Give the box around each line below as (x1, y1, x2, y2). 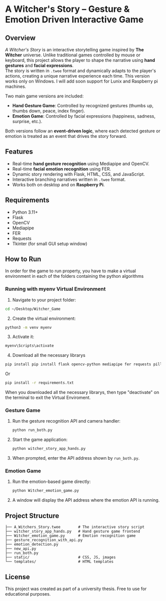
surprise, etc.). (12, 119, 42, 124)
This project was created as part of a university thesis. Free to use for (5, 586, 147, 592)
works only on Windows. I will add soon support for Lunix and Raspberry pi (5, 78, 158, 84)
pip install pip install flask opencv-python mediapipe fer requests (5, 362, 152, 367)
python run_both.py (12, 428, 53, 433)
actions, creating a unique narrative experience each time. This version (5, 73, 150, 79)
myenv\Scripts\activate (5, 343, 54, 348)
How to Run (5, 255, 41, 263)
